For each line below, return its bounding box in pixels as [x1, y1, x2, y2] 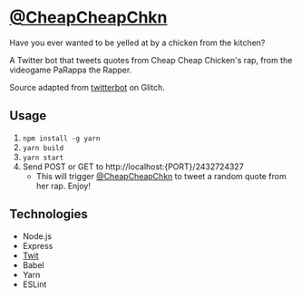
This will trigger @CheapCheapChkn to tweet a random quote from [35, 170, 287, 181]
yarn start [22, 153, 64, 162]
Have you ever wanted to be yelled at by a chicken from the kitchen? [9, 37, 266, 48]
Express [22, 240, 53, 251]
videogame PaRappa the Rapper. [9, 64, 132, 75]
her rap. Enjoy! [35, 180, 92, 191]
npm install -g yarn [22, 134, 101, 143]
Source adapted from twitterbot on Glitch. [9, 81, 165, 92]
